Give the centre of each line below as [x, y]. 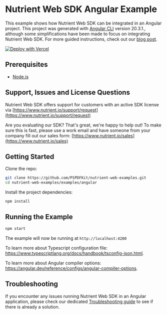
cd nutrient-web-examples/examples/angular [51, 183]
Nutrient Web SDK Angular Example [81, 9]
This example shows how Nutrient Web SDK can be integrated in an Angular [83, 23]
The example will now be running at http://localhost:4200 [66, 238]
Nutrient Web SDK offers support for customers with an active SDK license [82, 104]
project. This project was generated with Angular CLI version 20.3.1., [75, 28]
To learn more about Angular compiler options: [53, 263]
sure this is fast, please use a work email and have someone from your [78, 130]
